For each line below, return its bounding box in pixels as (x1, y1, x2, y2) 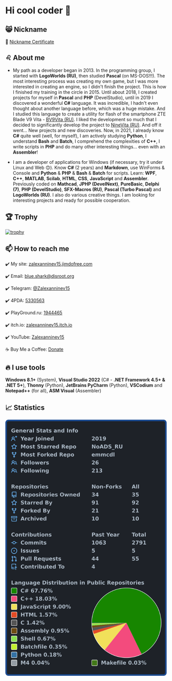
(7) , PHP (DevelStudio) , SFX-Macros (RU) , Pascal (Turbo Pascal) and (12, 186, 161, 192)
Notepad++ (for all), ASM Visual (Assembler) (5, 388, 101, 394)
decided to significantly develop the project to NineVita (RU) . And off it (12, 122, 162, 128)
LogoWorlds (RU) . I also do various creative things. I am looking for (12, 192, 155, 198)
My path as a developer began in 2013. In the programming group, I (12, 67, 155, 73)
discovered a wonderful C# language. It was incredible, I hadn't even (12, 100, 159, 106)
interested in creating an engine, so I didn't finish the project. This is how (12, 83, 166, 89)
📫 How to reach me (5, 244, 70, 253)
